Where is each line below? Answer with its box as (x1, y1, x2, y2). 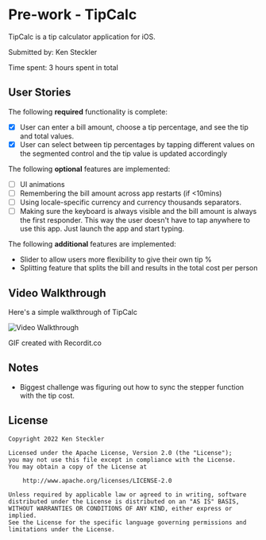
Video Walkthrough (8, 286, 106, 300)
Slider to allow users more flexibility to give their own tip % (19, 254, 212, 264)
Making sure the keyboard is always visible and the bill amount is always (19, 207, 257, 216)
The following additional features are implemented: (8, 239, 176, 249)
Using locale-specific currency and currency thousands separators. (19, 197, 242, 207)
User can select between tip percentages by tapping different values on (19, 139, 256, 149)
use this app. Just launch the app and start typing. (19, 224, 185, 234)
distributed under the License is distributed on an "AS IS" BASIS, (8, 497, 240, 506)
